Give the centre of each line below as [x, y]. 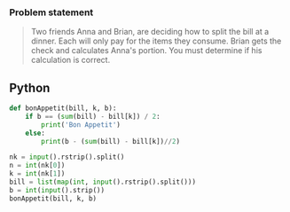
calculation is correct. [71, 60]
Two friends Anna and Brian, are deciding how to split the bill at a [150, 32]
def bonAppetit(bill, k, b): [63, 108]
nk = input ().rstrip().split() [67, 157]
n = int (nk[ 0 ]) [37, 166]
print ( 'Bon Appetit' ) [81, 125]
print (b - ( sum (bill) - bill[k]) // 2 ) [110, 141]
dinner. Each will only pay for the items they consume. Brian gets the [156, 41]
